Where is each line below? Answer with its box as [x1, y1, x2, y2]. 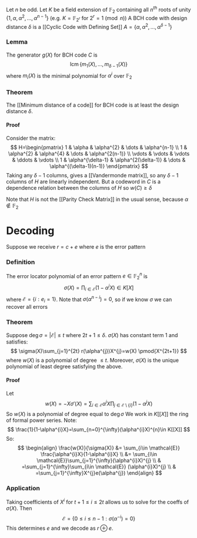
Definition [6, 258, 35, 266]
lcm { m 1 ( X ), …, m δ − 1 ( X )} [69, 60, 128, 69]
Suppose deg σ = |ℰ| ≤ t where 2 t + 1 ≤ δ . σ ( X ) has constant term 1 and [6, 332, 178, 339]
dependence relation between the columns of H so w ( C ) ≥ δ [6, 184, 152, 191]
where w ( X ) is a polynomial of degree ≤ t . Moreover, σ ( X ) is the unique [6, 357, 179, 364]
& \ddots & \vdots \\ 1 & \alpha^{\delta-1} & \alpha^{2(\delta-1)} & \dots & [12, 156, 186, 163]
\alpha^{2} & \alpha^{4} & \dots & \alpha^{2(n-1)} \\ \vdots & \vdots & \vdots [8, 150, 190, 157]
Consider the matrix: [6, 134, 56, 141]
